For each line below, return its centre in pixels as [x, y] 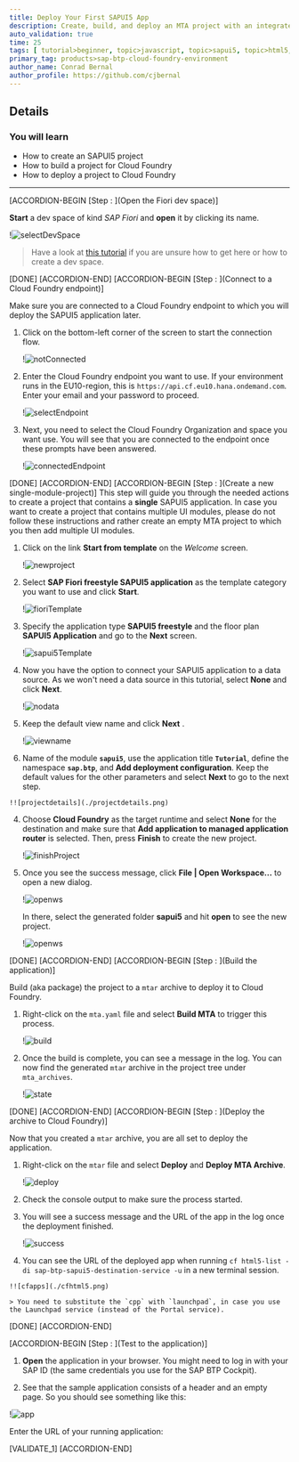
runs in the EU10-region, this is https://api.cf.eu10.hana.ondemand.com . [154, 386]
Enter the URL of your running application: [86, 1432]
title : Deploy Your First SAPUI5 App [79, 17]
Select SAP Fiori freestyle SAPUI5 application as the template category [154, 582]
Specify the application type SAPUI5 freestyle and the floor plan [141, 626]
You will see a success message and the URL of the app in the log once [153, 1217]
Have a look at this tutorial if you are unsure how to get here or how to [159, 252]
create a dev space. [67, 262]
